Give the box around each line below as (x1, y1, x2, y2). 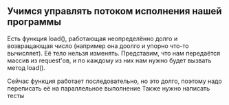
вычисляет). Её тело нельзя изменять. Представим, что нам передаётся (7, 49, 221, 57)
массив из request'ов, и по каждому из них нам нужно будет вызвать (7, 56, 212, 65)
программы (7, 16, 62, 28)
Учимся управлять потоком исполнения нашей (7, 5, 222, 17)
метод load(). (7, 63, 46, 71)
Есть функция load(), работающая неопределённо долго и (7, 34, 178, 43)
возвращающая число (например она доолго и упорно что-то (7, 41, 189, 50)
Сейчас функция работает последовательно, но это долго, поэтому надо (7, 77, 222, 85)
